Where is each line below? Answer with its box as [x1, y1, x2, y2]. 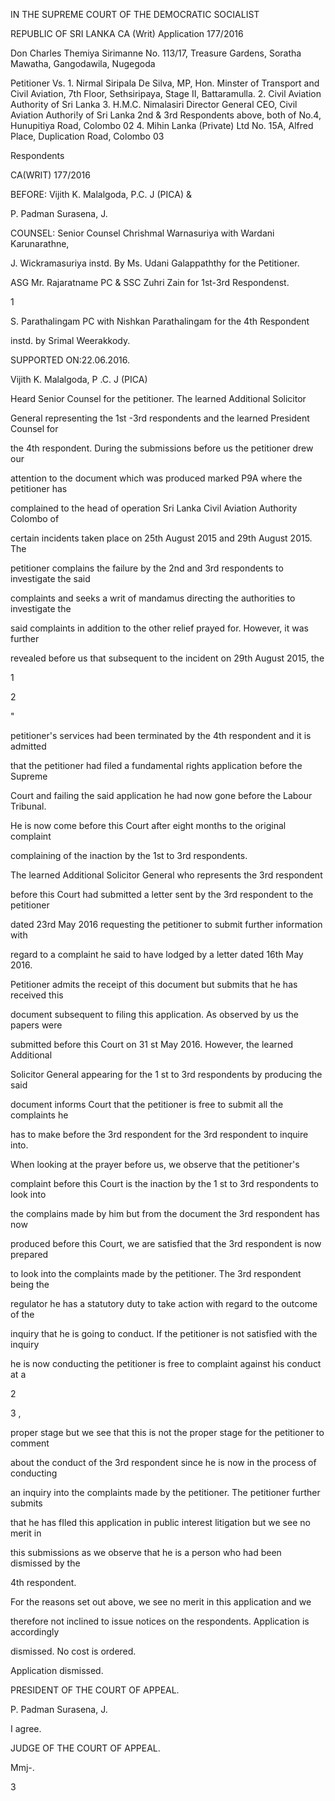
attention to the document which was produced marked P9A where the [10, 472, 303, 484]
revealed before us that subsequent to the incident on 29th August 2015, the [10, 652, 325, 664]
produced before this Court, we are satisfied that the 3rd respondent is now [10, 1238, 322, 1249]
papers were [10, 1019, 63, 1031]
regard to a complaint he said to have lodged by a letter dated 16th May [10, 949, 304, 960]
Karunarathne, [10, 238, 70, 249]
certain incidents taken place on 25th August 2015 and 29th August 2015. [10, 532, 313, 544]
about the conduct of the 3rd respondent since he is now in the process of [10, 1457, 317, 1468]
